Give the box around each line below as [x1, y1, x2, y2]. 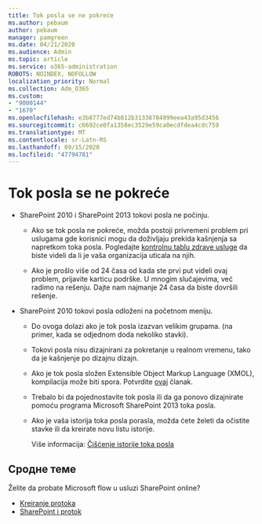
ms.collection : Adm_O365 [8, 84, 89, 93]
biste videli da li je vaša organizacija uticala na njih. [31, 251, 196, 260]
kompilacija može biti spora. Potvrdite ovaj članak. [31, 377, 194, 386]
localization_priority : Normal [8, 77, 111, 85]
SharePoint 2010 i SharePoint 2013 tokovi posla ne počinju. [19, 210, 209, 220]
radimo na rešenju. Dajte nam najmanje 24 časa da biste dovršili [31, 282, 238, 292]
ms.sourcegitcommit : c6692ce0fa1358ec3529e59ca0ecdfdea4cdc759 [8, 121, 220, 129]
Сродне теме [8, 462, 77, 476]
